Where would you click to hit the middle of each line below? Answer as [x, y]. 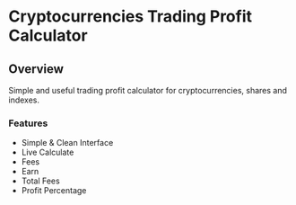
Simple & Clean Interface [67, 143]
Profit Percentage [54, 191]
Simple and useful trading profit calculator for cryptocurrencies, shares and [148, 90]
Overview [36, 69]
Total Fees [40, 181]
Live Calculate [48, 152]
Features [28, 123]
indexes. [24, 100]
